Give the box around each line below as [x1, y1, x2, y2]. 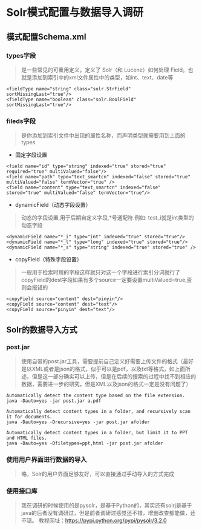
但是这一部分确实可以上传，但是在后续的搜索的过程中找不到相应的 [31, 372, 197, 380]
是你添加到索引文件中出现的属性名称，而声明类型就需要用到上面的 [21, 132, 186, 139]
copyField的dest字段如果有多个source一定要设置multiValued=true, [21, 277, 187, 284]
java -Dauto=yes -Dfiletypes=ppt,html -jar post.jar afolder [6, 440, 164, 446]
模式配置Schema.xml [6, 32, 86, 42]
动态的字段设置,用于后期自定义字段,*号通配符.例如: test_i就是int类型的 [21, 214, 194, 221]
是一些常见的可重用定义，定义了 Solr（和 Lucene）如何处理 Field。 [21, 66, 189, 73]
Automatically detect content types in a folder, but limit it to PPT [6, 429, 188, 435]
